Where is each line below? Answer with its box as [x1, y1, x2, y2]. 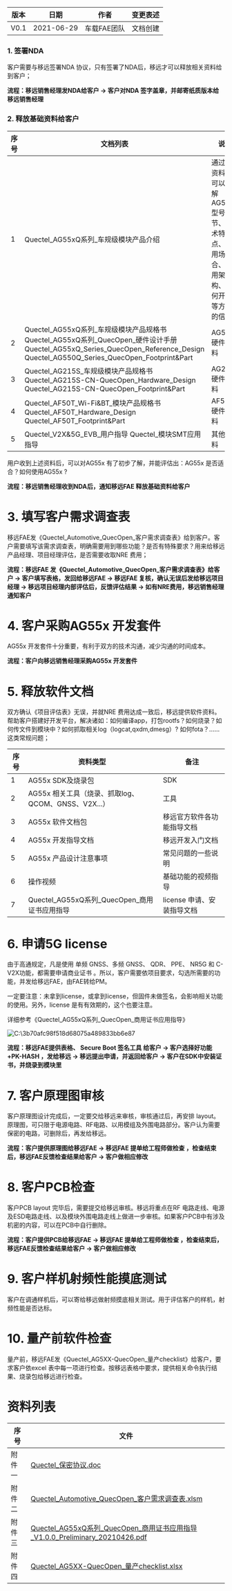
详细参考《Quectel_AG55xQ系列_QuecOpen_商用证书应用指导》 [7, 1016, 188, 1024]
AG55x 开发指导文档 [28, 836, 95, 845]
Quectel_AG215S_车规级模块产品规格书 [24, 366, 153, 376]
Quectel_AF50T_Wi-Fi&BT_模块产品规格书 [24, 398, 161, 408]
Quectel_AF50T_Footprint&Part [24, 415, 126, 425]
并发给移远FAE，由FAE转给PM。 [19, 978, 111, 986]
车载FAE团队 [84, 24, 126, 33]
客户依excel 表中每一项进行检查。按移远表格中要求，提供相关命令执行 [12, 1364, 212, 1372]
